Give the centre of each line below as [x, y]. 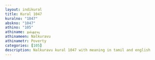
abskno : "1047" [20, 23]
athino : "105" [19, 28]
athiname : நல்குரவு [22, 32]
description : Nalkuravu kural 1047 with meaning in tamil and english [78, 50]
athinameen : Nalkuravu [28, 37]
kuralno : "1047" [21, 18]
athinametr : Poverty [26, 41]
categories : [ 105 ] [23, 45]
